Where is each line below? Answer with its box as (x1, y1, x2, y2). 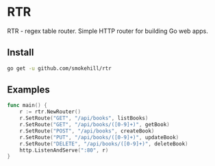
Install (7, 47, 34, 58)
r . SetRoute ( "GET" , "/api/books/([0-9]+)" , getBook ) (19, 121, 170, 128)
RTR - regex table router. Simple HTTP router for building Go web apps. (7, 27, 209, 35)
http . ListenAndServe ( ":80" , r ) (19, 147, 109, 154)
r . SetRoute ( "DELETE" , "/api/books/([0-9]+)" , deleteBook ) (19, 140, 188, 147)
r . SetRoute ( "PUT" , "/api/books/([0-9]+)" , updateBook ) (19, 134, 179, 141)
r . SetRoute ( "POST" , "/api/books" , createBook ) (19, 128, 155, 134)
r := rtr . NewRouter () (19, 108, 81, 115)
